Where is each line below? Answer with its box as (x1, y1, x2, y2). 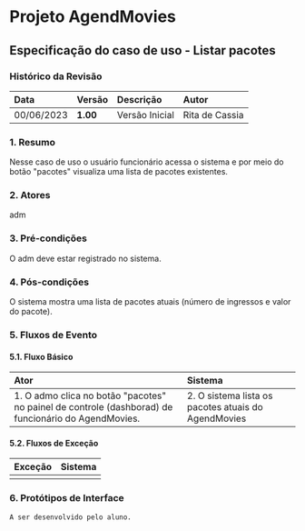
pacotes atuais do (187, 401, 263, 414)
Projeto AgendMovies (9, 6, 177, 27)
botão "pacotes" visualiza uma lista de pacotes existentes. (9, 166, 229, 177)
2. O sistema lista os (187, 389, 273, 402)
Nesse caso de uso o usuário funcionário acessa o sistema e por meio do (9, 156, 284, 167)
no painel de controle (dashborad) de (14, 401, 173, 414)
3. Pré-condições (9, 232, 88, 245)
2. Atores (9, 189, 51, 202)
